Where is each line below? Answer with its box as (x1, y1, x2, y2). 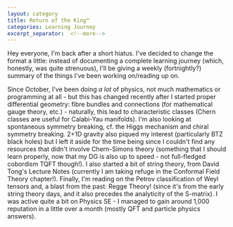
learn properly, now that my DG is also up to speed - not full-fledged (7, 153, 206, 161)
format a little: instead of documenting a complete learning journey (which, (7, 57, 224, 65)
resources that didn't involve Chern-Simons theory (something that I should (7, 145, 227, 153)
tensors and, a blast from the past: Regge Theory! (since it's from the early (7, 182, 224, 190)
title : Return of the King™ (7, 17, 90, 24)
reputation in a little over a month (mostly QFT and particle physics (7, 205, 201, 213)
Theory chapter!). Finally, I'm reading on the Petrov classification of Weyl (7, 175, 219, 183)
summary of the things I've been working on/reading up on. (7, 72, 180, 80)
